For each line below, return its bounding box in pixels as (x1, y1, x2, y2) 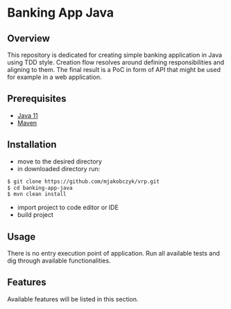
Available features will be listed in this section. (7, 294, 139, 303)
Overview (7, 33, 51, 44)
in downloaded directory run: (17, 164, 101, 173)
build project (17, 211, 54, 219)
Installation (7, 139, 57, 150)
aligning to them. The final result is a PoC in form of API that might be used (7, 66, 221, 73)
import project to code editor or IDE (17, 203, 119, 212)
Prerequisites (7, 93, 67, 105)
